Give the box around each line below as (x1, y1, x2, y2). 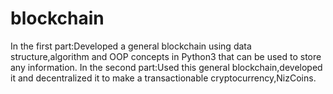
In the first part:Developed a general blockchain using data (10, 40, 252, 52)
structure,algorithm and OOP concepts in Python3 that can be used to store (10, 50, 322, 62)
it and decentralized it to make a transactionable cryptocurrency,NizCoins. (10, 72, 317, 84)
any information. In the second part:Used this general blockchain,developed (10, 61, 323, 73)
